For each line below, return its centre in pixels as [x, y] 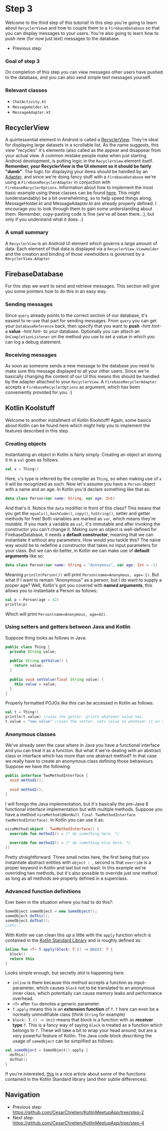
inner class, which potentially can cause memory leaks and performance [87, 993]
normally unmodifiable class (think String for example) [69, 1014]
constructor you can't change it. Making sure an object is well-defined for [81, 529]
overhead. [23, 998]
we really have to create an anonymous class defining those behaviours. [79, 761]
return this [22, 959]
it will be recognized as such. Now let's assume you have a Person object [80, 484]
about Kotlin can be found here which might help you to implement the [77, 425]
